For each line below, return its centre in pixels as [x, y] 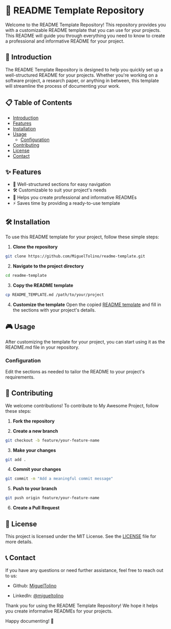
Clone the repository [35, 247]
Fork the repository [34, 421]
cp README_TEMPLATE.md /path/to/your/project [55, 295]
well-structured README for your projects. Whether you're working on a [81, 75]
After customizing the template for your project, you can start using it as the [85, 341]
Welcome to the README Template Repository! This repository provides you [86, 25]
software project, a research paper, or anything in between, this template [82, 80]
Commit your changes [37, 469]
